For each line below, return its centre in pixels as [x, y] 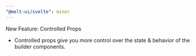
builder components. [40, 46]
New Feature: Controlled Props [44, 29]
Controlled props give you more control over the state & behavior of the [102, 40]
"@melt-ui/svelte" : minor [38, 12]
